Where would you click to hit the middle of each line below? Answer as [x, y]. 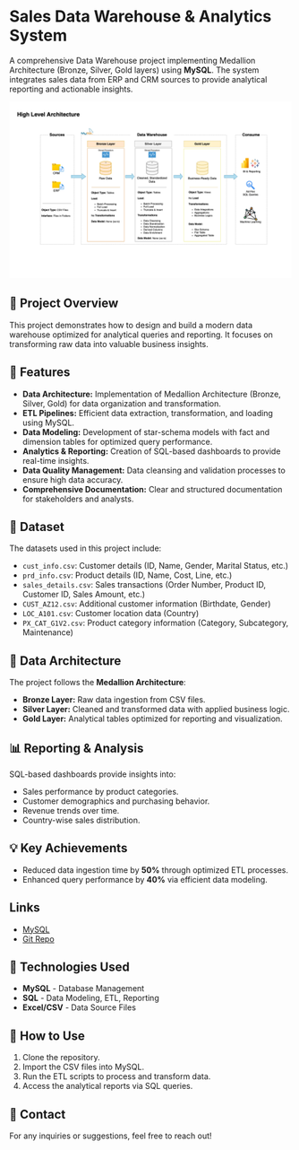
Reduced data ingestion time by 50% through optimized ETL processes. [155, 870]
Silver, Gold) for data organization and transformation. [122, 403]
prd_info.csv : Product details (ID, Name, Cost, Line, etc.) [127, 575]
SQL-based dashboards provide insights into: [93, 774]
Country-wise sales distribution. [81, 820]
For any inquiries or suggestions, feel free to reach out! [111, 1136]
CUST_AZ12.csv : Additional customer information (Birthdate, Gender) [146, 604]
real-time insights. [56, 460]
